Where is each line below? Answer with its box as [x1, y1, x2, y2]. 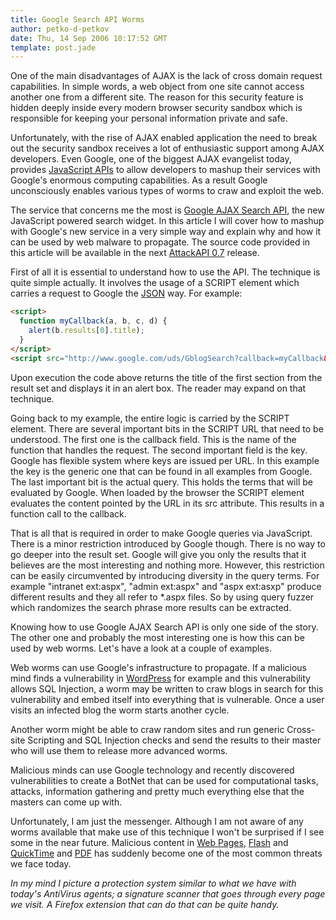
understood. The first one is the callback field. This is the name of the [10, 433, 297, 445]
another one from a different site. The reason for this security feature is [10, 91, 304, 103]
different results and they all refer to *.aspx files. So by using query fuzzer [10, 591, 315, 603]
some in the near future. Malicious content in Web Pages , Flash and [10, 836, 289, 848]
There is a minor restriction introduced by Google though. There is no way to [10, 537, 326, 550]
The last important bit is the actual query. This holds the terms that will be [10, 476, 313, 488]
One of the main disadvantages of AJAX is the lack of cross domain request [10, 70, 323, 82]
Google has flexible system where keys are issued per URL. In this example [10, 454, 320, 466]
